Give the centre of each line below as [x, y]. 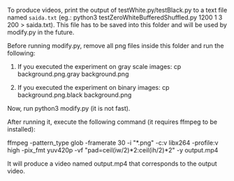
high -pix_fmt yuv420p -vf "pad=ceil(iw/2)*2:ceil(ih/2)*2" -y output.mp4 [113, 150]
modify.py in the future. [41, 32]
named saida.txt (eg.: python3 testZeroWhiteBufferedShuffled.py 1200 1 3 [115, 17]
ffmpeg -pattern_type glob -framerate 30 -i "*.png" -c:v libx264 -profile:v [113, 143]
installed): [22, 129]
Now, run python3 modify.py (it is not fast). [69, 108]
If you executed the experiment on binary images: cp [93, 87]
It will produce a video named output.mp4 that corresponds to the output [112, 164]
